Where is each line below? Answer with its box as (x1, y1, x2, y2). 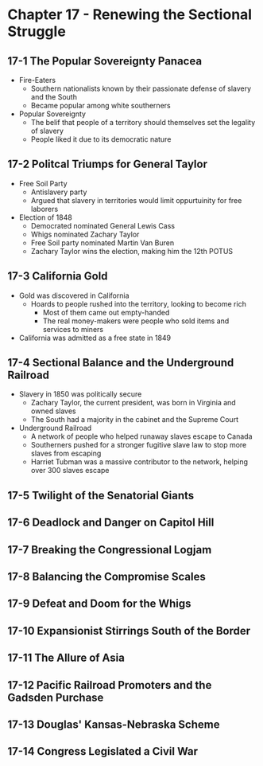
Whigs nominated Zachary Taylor (30, 229, 140, 239)
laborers (30, 204, 59, 213)
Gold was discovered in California (18, 291, 130, 300)
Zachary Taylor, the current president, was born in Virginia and (30, 398, 236, 408)
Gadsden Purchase (7, 690, 104, 704)
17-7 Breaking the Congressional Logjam (7, 543, 212, 557)
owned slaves (30, 406, 76, 416)
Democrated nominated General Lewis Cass (30, 221, 176, 230)
